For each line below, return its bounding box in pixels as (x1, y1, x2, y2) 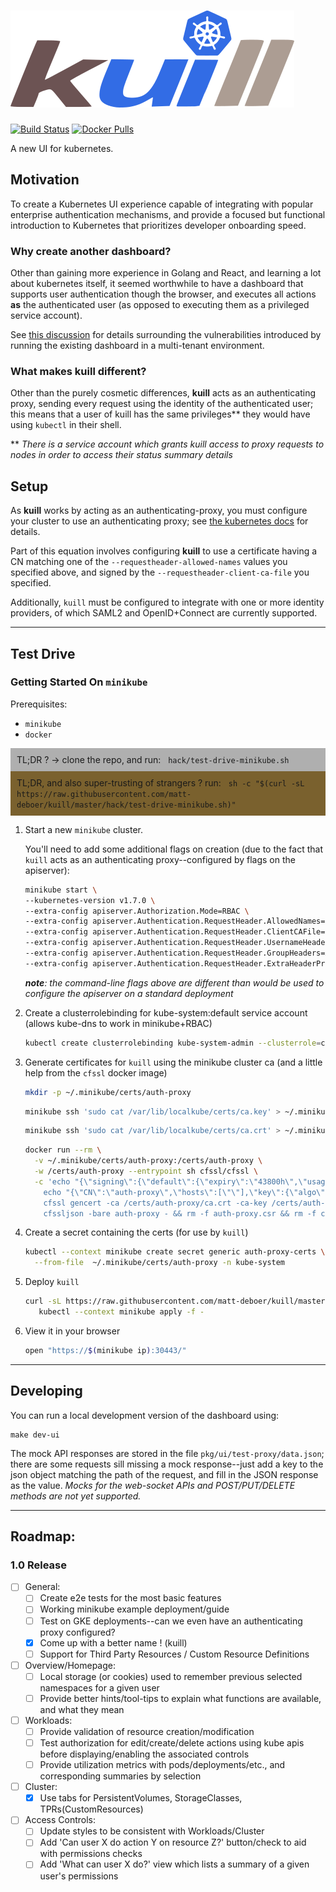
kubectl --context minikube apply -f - (38, 1307, 205, 1317)
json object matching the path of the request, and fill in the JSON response (10, 1468, 319, 1480)
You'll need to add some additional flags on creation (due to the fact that (24, 843, 324, 855)
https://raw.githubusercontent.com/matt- (16, 789, 192, 799)
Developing (10, 1383, 83, 1400)
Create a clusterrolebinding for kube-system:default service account (24, 1006, 308, 1019)
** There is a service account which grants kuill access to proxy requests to (10, 438, 325, 450)
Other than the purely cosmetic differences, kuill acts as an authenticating (10, 387, 317, 399)
